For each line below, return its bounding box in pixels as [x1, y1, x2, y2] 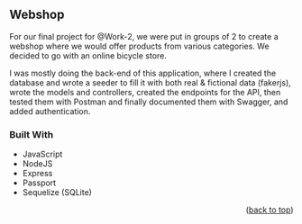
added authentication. [9, 105, 91, 116]
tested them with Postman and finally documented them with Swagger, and [9, 96, 288, 107]
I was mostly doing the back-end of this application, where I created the [9, 67, 277, 78]
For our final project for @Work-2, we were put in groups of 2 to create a [9, 31, 279, 41]
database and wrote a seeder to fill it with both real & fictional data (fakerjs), [9, 76, 291, 88]
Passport [22, 177, 57, 188]
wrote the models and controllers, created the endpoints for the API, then [9, 86, 281, 97]
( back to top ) [245, 204, 294, 215]
